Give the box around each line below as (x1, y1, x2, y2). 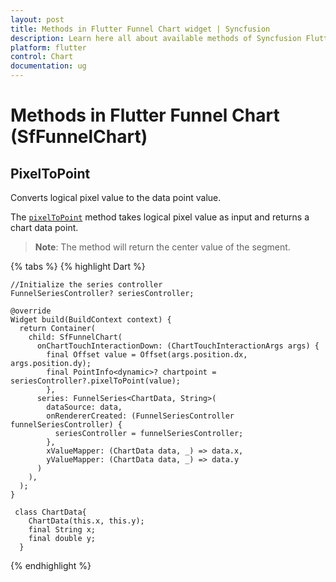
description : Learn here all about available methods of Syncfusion (10, 33, 302, 43)
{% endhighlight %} (10, 560, 92, 571)
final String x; (28, 525, 97, 535)
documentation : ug (10, 61, 87, 71)
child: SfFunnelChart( (28, 332, 123, 342)
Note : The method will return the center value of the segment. (34, 241, 291, 253)
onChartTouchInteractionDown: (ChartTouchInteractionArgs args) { (36, 341, 320, 351)
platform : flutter (10, 42, 87, 53)
